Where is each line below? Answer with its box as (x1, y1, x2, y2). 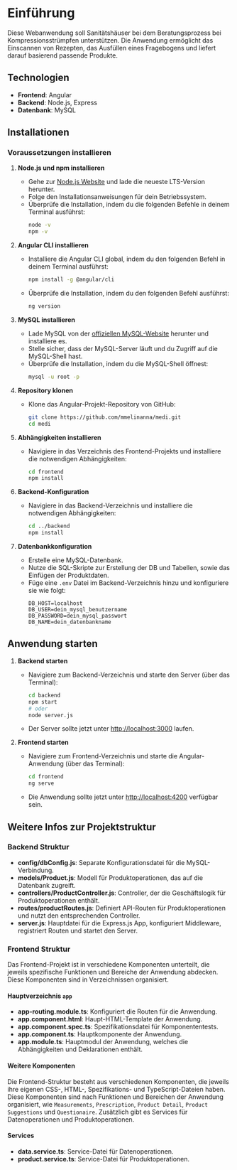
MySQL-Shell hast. (28, 352, 83, 360)
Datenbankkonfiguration (17, 542, 92, 551)
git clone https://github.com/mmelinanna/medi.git (28, 414, 182, 421)
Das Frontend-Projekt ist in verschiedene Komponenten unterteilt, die (7, 960, 211, 969)
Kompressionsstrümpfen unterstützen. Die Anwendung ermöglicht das (7, 36, 214, 44)
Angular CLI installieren (17, 241, 89, 249)
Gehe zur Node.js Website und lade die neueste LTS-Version (28, 178, 206, 186)
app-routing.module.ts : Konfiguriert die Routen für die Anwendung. (17, 1007, 218, 1016)
